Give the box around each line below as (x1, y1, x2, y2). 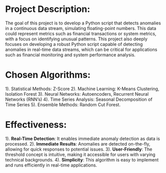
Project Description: (5, 3, 90, 15)
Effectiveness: (5, 119, 67, 131)
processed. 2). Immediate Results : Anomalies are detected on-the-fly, (5, 141, 150, 147)
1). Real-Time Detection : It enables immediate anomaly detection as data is (5, 136, 160, 142)
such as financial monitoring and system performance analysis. (5, 51, 136, 58)
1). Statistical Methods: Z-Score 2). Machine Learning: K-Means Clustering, (5, 86, 159, 92)
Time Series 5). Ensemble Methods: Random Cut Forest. (5, 101, 121, 108)
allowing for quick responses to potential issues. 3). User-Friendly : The (5, 146, 152, 152)
